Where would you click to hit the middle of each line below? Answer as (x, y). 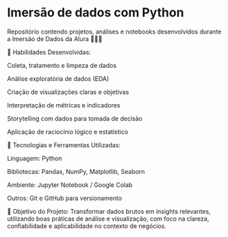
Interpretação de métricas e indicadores (64, 105)
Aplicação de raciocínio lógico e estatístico (68, 132)
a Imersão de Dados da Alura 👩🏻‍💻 (55, 38)
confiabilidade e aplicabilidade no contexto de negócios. (87, 226)
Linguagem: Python (35, 158)
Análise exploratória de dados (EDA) (58, 78)
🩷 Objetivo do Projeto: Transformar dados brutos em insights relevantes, (109, 211)
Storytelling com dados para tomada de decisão (75, 118)
